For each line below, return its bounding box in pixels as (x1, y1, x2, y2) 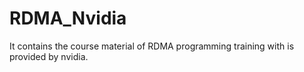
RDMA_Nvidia (9, 7, 127, 30)
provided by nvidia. (9, 50, 89, 62)
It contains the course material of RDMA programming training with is (9, 40, 295, 52)
